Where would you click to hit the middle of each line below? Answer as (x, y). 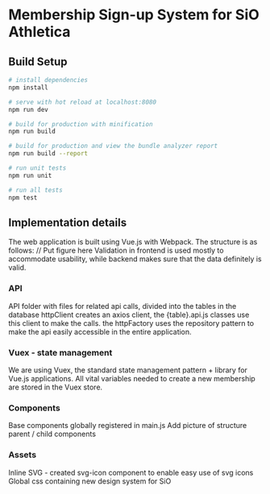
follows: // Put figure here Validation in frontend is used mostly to (116, 250)
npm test (23, 198)
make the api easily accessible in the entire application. (100, 331)
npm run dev (28, 109)
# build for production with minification (81, 124)
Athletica (39, 32)
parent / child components (52, 434)
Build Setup (38, 62)
